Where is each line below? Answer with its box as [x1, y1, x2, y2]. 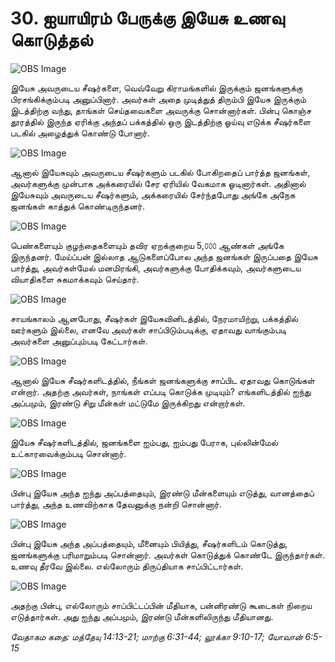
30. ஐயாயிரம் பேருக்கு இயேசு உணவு [10, 7, 285, 30]
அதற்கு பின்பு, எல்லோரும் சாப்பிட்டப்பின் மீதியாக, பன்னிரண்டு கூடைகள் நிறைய [10, 599, 313, 611]
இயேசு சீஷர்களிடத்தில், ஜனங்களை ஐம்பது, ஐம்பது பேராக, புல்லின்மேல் [10, 436, 278, 448]
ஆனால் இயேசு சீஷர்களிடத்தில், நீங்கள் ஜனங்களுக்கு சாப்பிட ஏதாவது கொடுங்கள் [10, 374, 315, 386]
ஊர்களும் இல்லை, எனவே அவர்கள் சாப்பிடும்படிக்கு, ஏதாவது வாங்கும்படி [10, 323, 287, 336]
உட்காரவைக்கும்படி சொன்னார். [10, 447, 127, 459]
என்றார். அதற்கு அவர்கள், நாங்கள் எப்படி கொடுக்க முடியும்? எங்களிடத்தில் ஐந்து [10, 385, 312, 397]
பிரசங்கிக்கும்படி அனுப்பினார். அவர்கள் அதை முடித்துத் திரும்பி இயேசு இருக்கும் [10, 93, 307, 105]
